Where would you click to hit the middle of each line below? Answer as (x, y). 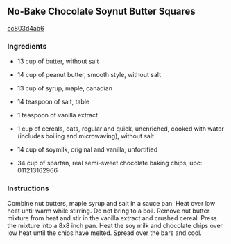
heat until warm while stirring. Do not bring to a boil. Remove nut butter (109, 211)
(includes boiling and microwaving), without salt (86, 136)
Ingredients (27, 46)
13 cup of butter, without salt (58, 61)
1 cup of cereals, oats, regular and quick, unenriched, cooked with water (120, 129)
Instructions (28, 188)
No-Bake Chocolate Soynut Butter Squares (101, 11)
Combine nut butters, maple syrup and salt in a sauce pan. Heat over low (111, 204)
